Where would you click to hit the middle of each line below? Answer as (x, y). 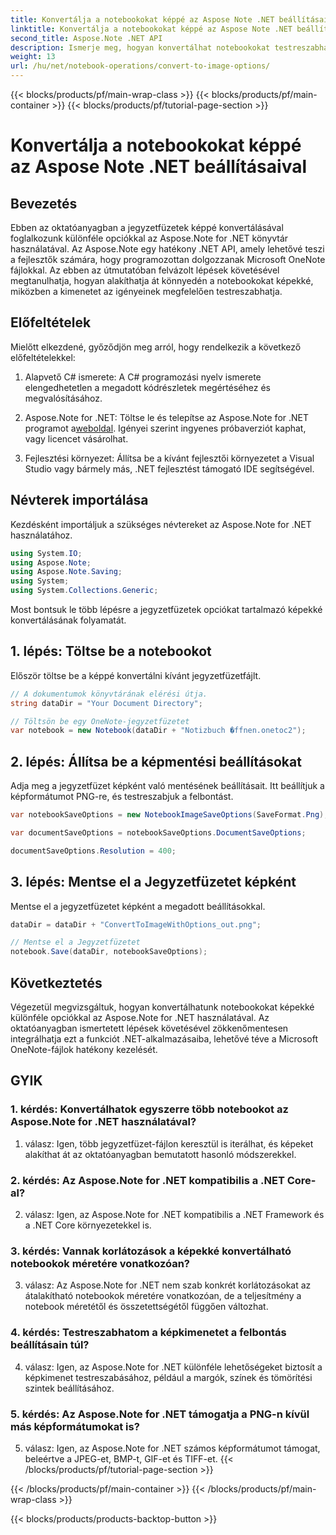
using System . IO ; (46, 553)
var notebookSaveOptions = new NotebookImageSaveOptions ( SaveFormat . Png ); (169, 815)
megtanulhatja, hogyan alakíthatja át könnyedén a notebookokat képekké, (162, 280)
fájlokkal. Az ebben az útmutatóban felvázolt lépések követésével (145, 270)
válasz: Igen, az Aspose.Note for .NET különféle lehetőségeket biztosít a (173, 1367)
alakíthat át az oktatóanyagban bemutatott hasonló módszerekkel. (160, 1154)
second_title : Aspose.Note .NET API (86, 38)
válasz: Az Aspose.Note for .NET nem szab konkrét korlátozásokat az (168, 1285)
